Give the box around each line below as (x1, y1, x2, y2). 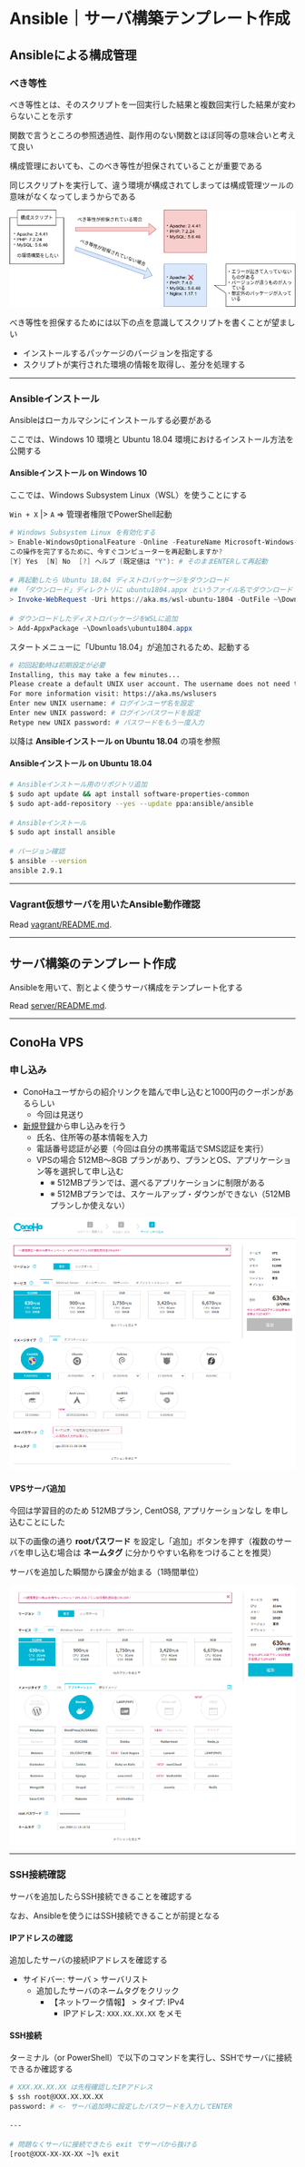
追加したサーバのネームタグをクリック (35, 1985, 180, 1995)
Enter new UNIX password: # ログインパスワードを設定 (9, 709, 201, 718)
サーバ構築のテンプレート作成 (9, 956, 177, 971)
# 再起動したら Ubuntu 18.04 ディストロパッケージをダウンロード (9, 576, 230, 586)
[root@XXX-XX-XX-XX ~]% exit (9, 2150, 120, 2159)
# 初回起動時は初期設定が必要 (9, 660, 106, 670)
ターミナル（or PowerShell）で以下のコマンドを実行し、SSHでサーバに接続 (9, 2052, 292, 2063)
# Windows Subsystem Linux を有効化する (9, 528, 156, 537)
